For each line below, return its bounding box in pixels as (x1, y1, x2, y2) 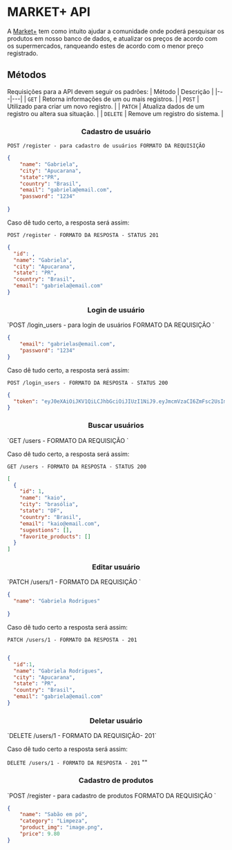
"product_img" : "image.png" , (19, 824, 104, 831)
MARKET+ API (7, 4, 91, 20)
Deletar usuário (89, 716, 143, 726)
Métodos (7, 69, 47, 81)
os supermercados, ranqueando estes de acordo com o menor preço (7, 41, 204, 50)
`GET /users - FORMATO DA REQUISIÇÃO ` (7, 436, 129, 444)
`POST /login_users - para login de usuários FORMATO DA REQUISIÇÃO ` (7, 321, 215, 329)
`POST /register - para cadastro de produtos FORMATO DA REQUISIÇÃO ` (7, 791, 216, 800)
